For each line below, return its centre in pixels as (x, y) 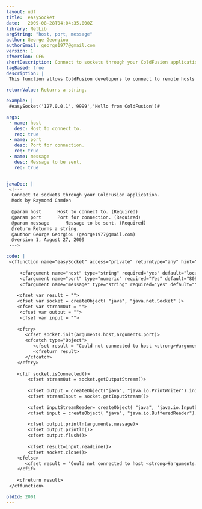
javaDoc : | (20, 184)
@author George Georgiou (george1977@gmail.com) (74, 234)
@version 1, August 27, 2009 (48, 240)
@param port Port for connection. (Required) (76, 217)
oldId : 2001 (21, 497)
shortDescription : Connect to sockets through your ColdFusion (87, 62)
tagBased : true (25, 68)
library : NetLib (26, 29)
